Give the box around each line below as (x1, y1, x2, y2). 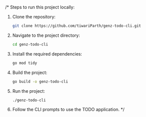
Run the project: (12, 88, 46, 94)
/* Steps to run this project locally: (5, 4, 75, 10)
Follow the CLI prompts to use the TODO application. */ (12, 107, 125, 113)
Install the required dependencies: (12, 51, 83, 57)
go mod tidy (12, 60, 37, 65)
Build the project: (12, 69, 48, 75)
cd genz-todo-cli (12, 42, 49, 47)
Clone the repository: (12, 14, 56, 19)
